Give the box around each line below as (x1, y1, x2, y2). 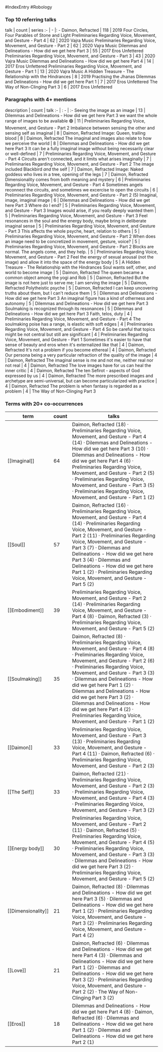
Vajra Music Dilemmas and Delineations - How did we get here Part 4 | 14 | (5, 58, 154, 64)
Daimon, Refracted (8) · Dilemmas (72, 883, 149, 890)
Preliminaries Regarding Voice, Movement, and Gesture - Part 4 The (5, 316, 141, 322)
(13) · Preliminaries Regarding (72, 738, 141, 745)
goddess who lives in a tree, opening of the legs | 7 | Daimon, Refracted (5, 171, 148, 177)
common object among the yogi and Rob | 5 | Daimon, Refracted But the (5, 275, 149, 280)
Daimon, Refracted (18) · (72, 421, 129, 428)
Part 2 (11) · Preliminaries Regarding (72, 532, 156, 539)
